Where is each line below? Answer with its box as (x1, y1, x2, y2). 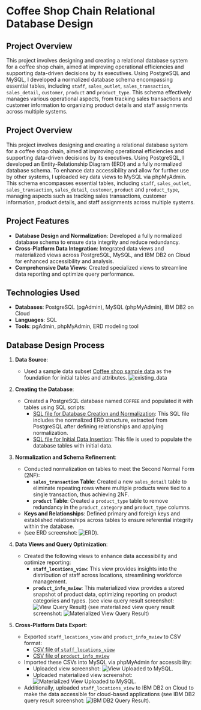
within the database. (23, 523, 74, 530)
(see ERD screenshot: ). (23, 529, 99, 536)
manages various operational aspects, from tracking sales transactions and (6, 95, 193, 102)
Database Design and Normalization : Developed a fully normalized (14, 232, 182, 239)
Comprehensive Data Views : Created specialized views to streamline (14, 264, 188, 271)
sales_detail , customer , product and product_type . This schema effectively (6, 89, 191, 96)
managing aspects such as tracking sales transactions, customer (6, 192, 167, 199)
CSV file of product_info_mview (32, 652, 110, 660)
